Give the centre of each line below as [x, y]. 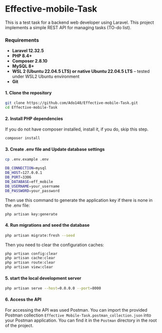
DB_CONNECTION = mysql [26, 168]
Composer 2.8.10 [30, 61]
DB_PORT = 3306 [18, 177]
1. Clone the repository [28, 93]
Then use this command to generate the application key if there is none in [79, 200]
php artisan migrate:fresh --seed [40, 235]
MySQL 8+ [23, 66]
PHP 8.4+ [22, 56]
